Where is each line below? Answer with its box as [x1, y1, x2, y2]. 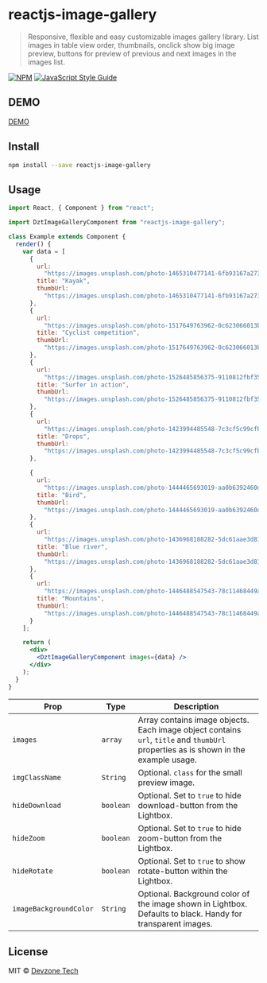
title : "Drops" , [37, 432, 91, 441]
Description [173, 701, 219, 712]
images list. [27, 57, 66, 67]
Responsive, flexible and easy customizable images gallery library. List [27, 32, 259, 41]
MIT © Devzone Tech [8, 966, 79, 976]
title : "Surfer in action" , [37, 380, 130, 389]
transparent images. [137, 918, 213, 929]
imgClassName [12, 773, 62, 782]
